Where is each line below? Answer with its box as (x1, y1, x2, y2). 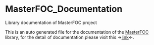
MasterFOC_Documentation (5, 3, 123, 15)
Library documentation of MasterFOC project (5, 20, 98, 25)
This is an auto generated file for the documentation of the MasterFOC (5, 29, 149, 35)
